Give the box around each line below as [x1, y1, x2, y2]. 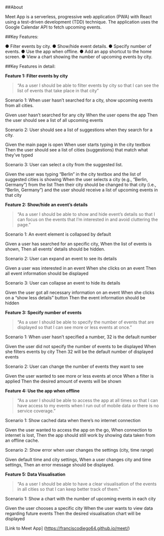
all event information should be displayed [5, 271, 89, 276]
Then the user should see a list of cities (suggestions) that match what [5, 147, 148, 152]
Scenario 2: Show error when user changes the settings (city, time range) [5, 447, 154, 453]
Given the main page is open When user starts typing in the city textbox [5, 142, 151, 147]
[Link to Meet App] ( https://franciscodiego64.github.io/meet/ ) [5, 525, 130, 531]
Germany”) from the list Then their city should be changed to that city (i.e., [5, 182, 157, 187]
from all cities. [5, 103, 34, 108]
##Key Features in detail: [5, 64, 56, 69]
